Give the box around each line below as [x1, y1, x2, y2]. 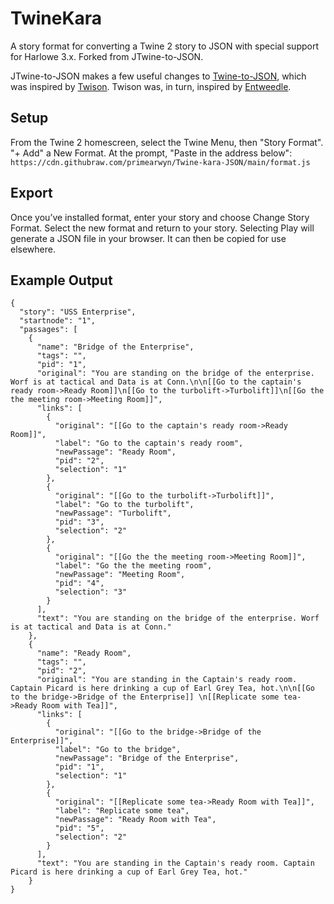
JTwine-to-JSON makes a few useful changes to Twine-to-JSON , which [10, 70, 307, 82]
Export [10, 185, 53, 202]
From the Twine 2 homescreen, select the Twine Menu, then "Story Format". [10, 136, 324, 148]
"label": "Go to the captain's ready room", [54, 438, 244, 449]
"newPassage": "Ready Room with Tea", [54, 815, 217, 825]
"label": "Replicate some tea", [54, 806, 190, 816]
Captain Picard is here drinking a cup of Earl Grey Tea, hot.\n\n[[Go [10, 683, 315, 694]
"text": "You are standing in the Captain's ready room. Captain [36, 858, 315, 869]
